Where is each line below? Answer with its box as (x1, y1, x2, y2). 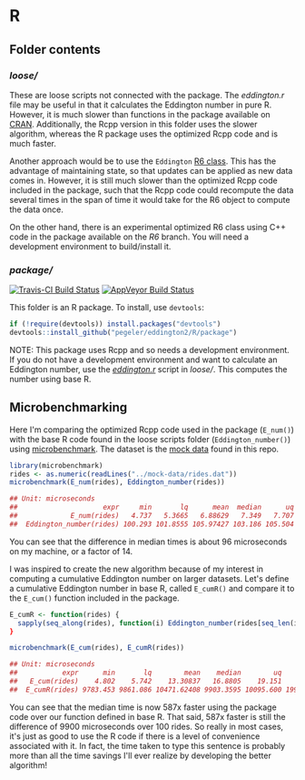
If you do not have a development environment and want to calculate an (9, 354, 278, 365)
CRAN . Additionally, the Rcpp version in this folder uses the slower (9, 118, 258, 129)
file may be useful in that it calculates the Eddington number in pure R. (9, 99, 272, 110)
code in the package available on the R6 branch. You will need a (9, 231, 250, 242)
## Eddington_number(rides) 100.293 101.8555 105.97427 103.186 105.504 (9, 520, 295, 529)
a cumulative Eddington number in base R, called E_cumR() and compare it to (9, 582, 295, 593)
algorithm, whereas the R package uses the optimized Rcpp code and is (9, 128, 279, 139)
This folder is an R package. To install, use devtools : (9, 302, 204, 313)
